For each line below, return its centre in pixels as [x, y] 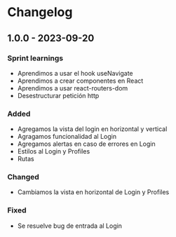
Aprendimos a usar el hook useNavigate [75, 73]
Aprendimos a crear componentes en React [80, 81]
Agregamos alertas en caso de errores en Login [86, 144]
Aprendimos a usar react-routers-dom [73, 88]
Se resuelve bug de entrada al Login [70, 226]
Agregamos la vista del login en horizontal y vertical [92, 129]
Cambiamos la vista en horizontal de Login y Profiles [93, 192]
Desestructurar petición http [58, 95]
